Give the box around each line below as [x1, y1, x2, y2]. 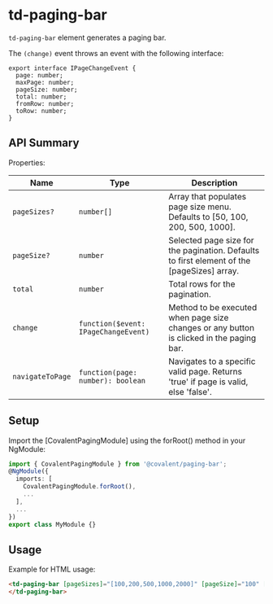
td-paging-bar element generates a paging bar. [8, 33, 167, 42]
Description [191, 177, 238, 188]
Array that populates [167, 190, 246, 202]
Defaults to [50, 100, [167, 211, 249, 222]
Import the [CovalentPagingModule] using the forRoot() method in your [8, 435, 246, 445]
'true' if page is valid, [167, 376, 249, 387]
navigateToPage [12, 372, 71, 381]
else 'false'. [167, 386, 213, 397]
